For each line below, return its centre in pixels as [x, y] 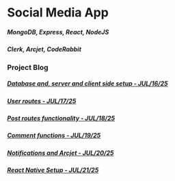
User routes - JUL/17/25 [42, 101]
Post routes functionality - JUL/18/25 [61, 118]
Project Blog [28, 67]
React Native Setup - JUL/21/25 [53, 170]
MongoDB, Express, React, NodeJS [58, 32]
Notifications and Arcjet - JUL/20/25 [60, 153]
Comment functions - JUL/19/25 [54, 136]
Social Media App [58, 13]
